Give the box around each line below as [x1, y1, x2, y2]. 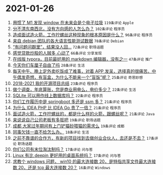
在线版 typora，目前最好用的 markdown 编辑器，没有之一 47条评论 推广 [12, 56, 153, 62]
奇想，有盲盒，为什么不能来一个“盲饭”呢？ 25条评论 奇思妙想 [25, 74, 143, 80]
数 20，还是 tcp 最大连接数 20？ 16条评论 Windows [12, 164, 111, 170]
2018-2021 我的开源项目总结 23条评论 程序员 [12, 80, 98, 86]
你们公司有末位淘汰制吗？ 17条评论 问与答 [12, 146, 93, 152]
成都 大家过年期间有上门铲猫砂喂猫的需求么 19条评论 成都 [12, 122, 125, 129]
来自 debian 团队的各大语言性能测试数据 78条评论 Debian [12, 37, 124, 44]
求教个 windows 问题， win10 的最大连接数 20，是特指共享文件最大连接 [12, 158, 156, 164]
